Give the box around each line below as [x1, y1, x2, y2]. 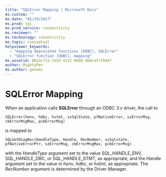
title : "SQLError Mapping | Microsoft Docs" [5, 7, 99, 12]
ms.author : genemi [5, 67, 43, 72]
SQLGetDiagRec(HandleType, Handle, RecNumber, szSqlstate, [5, 137, 130, 142]
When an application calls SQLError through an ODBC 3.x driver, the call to [5, 105, 158, 111]
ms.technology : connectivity [5, 35, 65, 40]
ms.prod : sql [5, 21, 32, 26]
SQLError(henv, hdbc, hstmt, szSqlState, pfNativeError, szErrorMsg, [5, 115, 152, 119]
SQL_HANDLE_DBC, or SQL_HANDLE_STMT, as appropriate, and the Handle [5, 155, 161, 161]
